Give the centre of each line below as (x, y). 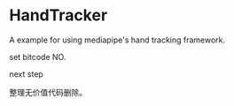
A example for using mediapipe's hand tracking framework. (117, 40)
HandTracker (58, 15)
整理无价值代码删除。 (48, 92)
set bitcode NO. (38, 57)
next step (27, 74)
